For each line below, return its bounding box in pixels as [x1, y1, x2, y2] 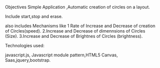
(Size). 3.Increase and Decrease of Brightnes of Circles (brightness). [5, 34, 143, 39]
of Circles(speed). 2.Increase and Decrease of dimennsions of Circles [5, 28, 145, 34]
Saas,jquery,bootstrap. [5, 57, 51, 63]
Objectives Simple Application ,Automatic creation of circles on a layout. [5, 4, 150, 10]
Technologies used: [5, 43, 45, 48]
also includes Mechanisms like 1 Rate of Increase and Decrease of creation [5, 23, 156, 29]
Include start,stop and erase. [5, 14, 63, 19]
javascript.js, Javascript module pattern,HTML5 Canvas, [5, 52, 118, 58]
